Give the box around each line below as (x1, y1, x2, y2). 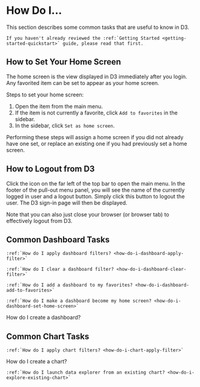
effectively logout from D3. (6, 217, 73, 224)
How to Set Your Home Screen (6, 57, 121, 67)
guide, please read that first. (62, 40, 144, 46)
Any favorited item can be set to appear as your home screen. (6, 79, 160, 86)
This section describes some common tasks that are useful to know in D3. (6, 24, 189, 31)
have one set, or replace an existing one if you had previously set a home (6, 140, 187, 147)
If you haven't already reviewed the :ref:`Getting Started (6, 35, 160, 41)
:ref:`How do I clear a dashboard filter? (6, 266, 114, 272)
